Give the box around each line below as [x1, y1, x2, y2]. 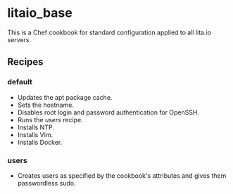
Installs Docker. [17, 138, 63, 146]
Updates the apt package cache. [17, 93, 113, 101]
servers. [7, 35, 32, 44]
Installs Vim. [17, 130, 53, 138]
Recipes [7, 56, 44, 68]
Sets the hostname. [17, 101, 74, 109]
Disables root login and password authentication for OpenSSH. [17, 108, 199, 117]
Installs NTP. [17, 123, 54, 131]
